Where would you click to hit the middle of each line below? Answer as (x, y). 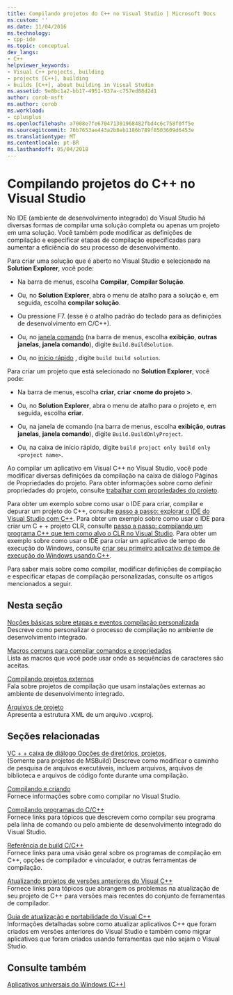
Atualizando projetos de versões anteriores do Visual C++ (90, 881)
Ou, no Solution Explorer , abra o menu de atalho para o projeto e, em (117, 405)
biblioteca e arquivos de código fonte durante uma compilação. (98, 775)
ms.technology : (29, 33)
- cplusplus (24, 117)
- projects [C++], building (48, 78)
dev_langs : (23, 53)
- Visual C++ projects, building (56, 72)
